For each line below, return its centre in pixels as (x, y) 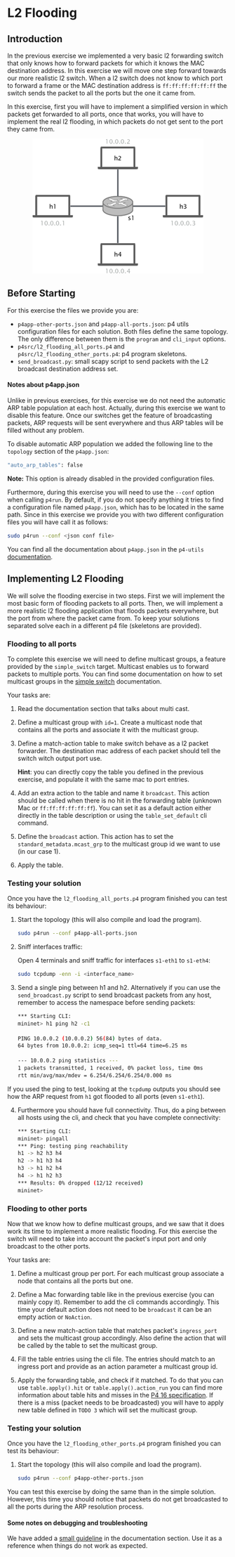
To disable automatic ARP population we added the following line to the (110, 444)
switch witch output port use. (60, 758)
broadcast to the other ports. (49, 1246)
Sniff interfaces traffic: (50, 947)
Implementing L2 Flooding (66, 579)
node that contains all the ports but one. (75, 1281)
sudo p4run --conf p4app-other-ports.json (80, 1478)
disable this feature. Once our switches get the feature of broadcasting (110, 415)
